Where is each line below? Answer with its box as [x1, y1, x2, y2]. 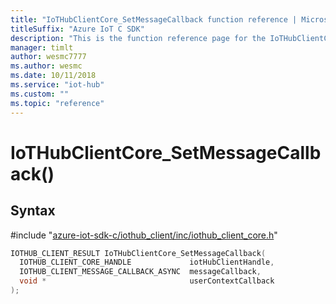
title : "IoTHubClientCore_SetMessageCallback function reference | [10, 14, 298, 25]
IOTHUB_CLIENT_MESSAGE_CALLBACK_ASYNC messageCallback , [19, 267, 262, 277]
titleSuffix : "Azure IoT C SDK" [10, 24, 145, 34]
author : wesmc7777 [10, 52, 87, 62]
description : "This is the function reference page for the [10, 33, 267, 43]
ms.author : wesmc [10, 61, 83, 71]
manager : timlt [10, 42, 74, 53]
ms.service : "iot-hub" [10, 80, 105, 90]
